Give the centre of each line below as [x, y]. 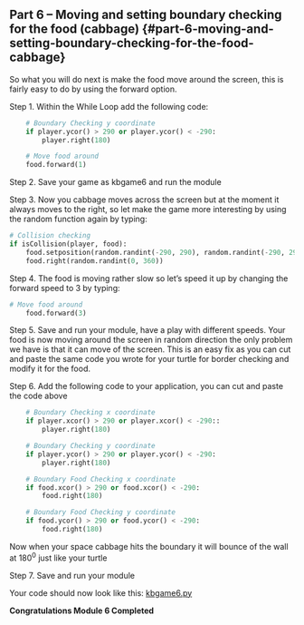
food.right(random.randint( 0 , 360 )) [95, 261]
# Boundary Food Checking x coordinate [101, 479]
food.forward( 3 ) [57, 313]
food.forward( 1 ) [57, 165]
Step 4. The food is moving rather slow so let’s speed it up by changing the [149, 278]
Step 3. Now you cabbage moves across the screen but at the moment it [144, 200]
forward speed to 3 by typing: [65, 288]
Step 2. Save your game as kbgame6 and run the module [115, 182]
